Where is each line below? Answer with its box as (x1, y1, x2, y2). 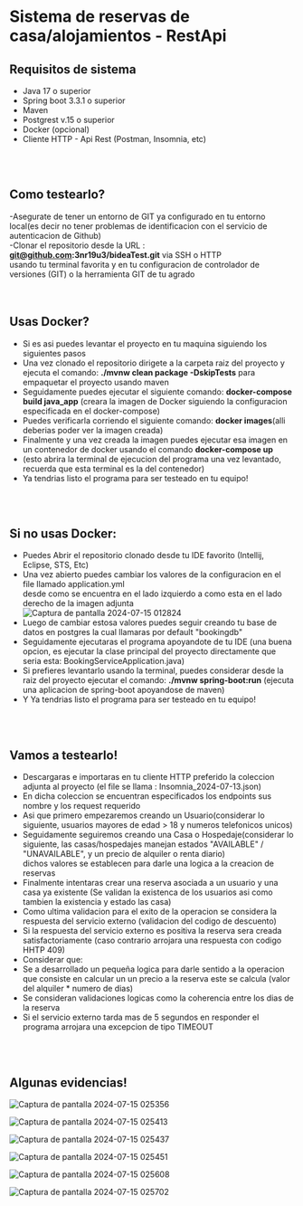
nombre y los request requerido (22, 801, 141, 812)
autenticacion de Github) (9, 230, 102, 241)
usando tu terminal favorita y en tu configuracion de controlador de (9, 259, 260, 270)
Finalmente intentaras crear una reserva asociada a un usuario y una (22, 878, 279, 888)
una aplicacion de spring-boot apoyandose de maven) (22, 685, 225, 696)
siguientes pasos (22, 347, 86, 358)
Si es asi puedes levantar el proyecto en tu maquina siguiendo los (22, 337, 268, 349)
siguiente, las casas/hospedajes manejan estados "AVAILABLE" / (22, 839, 264, 850)
